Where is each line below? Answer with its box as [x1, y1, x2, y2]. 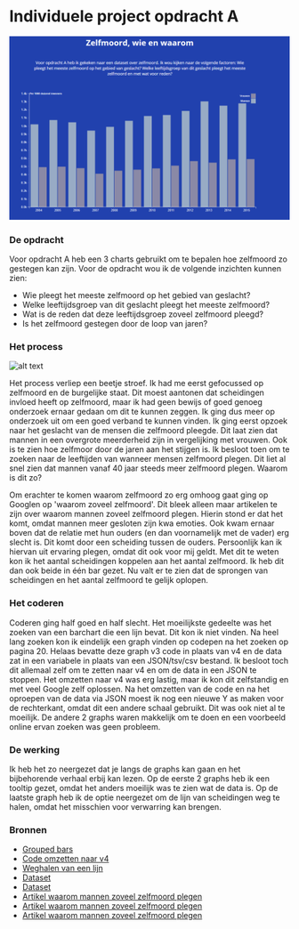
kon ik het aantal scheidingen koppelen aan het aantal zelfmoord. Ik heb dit [9, 556, 285, 567]
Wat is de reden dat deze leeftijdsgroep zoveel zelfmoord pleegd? [21, 309, 264, 319]
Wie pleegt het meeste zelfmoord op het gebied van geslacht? [21, 290, 251, 300]
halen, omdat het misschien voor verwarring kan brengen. [9, 801, 222, 812]
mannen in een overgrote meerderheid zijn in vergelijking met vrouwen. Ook [9, 434, 287, 446]
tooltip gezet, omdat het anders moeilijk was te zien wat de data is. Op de [9, 782, 279, 793]
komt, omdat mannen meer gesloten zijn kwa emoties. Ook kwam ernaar [9, 518, 275, 529]
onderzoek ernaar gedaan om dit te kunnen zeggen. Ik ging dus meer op [9, 407, 276, 417]
